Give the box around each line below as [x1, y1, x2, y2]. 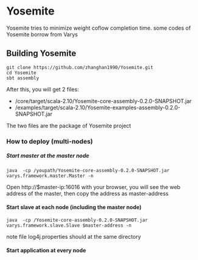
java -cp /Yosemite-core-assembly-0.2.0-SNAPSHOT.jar [6, 217, 148, 223]
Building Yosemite [6, 48, 77, 59]
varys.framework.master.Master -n [6, 173, 94, 179]
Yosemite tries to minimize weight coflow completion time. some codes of [6, 24, 191, 32]
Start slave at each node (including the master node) [6, 204, 142, 211]
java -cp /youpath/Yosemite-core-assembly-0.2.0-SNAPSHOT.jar [6, 167, 170, 173]
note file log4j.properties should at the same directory [6, 233, 142, 240]
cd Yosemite [6, 70, 36, 76]
